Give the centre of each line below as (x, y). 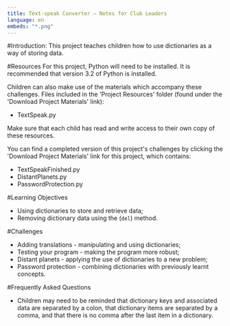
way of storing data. (35, 53)
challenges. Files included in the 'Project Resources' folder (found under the (115, 94)
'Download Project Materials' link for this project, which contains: (99, 156)
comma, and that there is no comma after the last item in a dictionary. (115, 315)
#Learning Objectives (37, 197)
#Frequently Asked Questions (49, 287)
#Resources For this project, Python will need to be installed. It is (99, 67)
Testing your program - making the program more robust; (98, 252)
